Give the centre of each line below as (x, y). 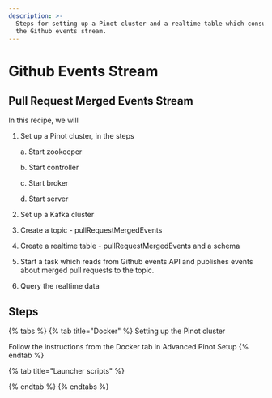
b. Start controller (49, 168)
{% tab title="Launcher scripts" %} (67, 371)
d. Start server (44, 199)
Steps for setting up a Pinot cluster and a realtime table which (130, 24)
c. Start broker (44, 183)
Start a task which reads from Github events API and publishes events (136, 262)
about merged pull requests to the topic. (87, 270)
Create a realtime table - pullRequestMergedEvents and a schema (130, 246)
